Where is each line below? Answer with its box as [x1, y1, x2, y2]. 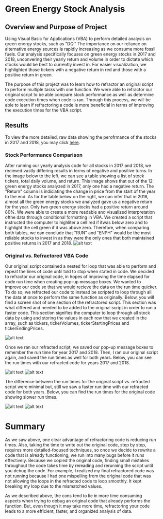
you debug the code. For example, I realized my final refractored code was [5, 468, 154, 474]
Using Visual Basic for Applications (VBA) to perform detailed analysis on [5, 36, 151, 41]
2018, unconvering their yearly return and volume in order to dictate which [5, 56, 154, 62]
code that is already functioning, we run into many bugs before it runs [5, 452, 145, 458]
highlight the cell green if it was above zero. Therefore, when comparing [5, 225, 149, 231]
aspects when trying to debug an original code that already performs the [5, 498, 150, 504]
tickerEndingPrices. [5, 325, 44, 332]
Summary [5, 421, 45, 432]
